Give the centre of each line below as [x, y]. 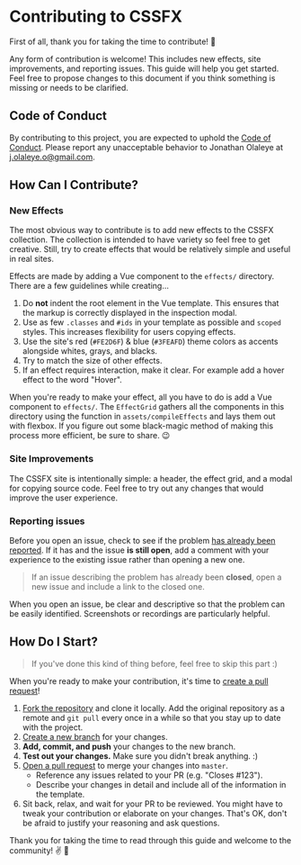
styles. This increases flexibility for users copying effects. [129, 332]
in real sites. [31, 259]
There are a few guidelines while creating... [89, 286]
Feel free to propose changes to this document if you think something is [142, 77]
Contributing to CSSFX [96, 17]
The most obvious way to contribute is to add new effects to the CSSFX [142, 230]
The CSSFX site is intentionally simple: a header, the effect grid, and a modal [151, 478]
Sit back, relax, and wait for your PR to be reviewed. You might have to [152, 804]
